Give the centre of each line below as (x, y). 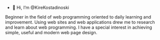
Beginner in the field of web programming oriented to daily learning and (78, 17)
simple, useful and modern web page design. (51, 32)
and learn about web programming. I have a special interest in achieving (79, 27)
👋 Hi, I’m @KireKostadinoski (41, 8)
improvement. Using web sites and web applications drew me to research (80, 22)
